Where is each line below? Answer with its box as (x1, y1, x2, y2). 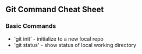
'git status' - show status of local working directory (13, 41, 137, 48)
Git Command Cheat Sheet (5, 5, 104, 15)
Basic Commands (5, 22, 56, 30)
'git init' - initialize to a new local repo (13, 35, 104, 42)
